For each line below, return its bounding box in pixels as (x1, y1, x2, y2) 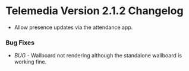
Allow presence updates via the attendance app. (14, 24, 133, 31)
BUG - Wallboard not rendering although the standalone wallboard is (14, 52, 182, 59)
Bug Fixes (5, 38, 35, 47)
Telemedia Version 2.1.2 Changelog (5, 4, 184, 18)
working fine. (14, 58, 47, 66)
